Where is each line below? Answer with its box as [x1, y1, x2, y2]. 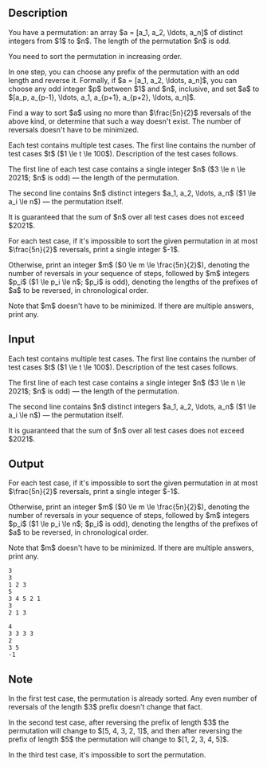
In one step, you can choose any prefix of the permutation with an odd [8, 67, 240, 77]
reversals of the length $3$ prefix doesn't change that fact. [8, 702, 203, 712]
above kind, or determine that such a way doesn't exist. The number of [8, 116, 241, 126]
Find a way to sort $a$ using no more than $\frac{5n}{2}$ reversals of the [8, 108, 252, 117]
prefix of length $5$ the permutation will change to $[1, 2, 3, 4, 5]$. [8, 734, 230, 745]
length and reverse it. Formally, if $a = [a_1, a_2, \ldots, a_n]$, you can [8, 75, 238, 85]
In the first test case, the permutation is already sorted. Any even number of [8, 694, 257, 703]
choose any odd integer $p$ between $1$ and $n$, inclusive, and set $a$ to [8, 84, 260, 93]
